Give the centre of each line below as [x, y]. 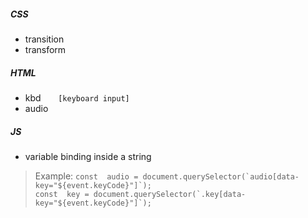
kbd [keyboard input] [77, 97]
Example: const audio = [86, 176]
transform [45, 49]
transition [44, 39]
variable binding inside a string [88, 156]
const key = [62, 194]
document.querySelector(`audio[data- [221, 176]
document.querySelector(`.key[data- [170, 194]
